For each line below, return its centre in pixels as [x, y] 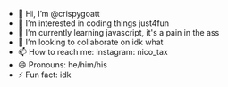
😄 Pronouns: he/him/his [62, 65]
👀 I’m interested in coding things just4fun [93, 23]
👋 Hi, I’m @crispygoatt [59, 14]
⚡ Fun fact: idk [44, 75]
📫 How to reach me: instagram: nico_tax [93, 52]
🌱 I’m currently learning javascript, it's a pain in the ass [118, 32]
